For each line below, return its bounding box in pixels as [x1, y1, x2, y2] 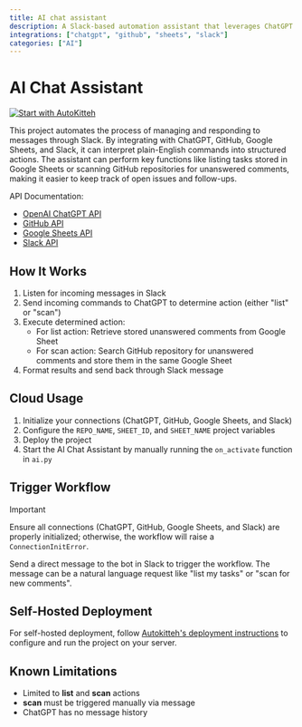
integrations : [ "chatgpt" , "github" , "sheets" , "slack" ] [9, 30, 229, 39]
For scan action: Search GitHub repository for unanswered [35, 345, 254, 356]
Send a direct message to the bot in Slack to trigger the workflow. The [9, 558, 270, 569]
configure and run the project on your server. [9, 637, 177, 648]
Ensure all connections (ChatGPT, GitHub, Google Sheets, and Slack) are [9, 521, 280, 532]
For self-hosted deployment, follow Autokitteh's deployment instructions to [9, 627, 288, 639]
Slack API [22, 237, 59, 248]
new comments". [9, 577, 72, 588]
